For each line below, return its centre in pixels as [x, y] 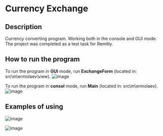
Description [23, 27]
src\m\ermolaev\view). [28, 76]
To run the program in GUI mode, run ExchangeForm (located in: [71, 71]
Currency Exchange [47, 9]
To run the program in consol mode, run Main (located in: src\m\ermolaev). [81, 86]
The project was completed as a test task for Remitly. [59, 44]
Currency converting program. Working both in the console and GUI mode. [81, 38]
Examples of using [34, 107]
